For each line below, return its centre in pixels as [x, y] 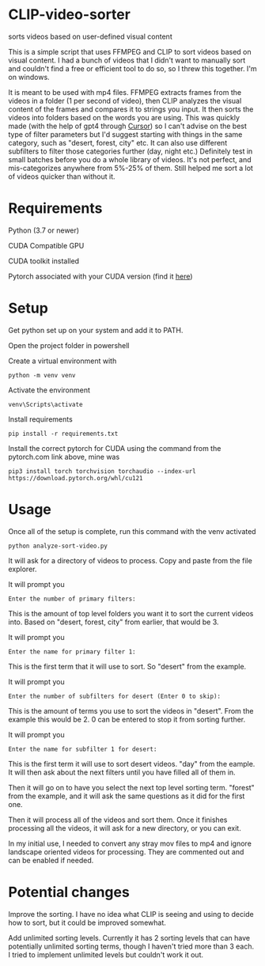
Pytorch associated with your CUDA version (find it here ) [100, 276]
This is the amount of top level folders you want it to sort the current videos [131, 613]
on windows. [29, 77]
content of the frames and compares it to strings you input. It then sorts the [131, 109]
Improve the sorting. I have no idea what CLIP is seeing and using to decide [131, 914]
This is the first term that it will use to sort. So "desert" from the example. [127, 666]
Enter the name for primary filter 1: [72, 652]
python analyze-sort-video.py [58, 546]
